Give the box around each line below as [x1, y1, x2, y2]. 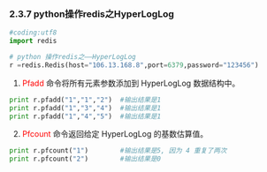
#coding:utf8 [9, 28, 57, 37]
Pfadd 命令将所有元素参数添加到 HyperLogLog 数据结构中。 [21, 78, 240, 88]
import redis [9, 37, 57, 46]
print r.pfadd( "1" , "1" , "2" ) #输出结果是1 [9, 95, 162, 104]
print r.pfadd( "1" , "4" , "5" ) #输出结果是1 [9, 112, 162, 121]
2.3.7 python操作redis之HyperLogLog [9, 7, 175, 19]
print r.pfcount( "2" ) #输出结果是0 [9, 154, 162, 164]
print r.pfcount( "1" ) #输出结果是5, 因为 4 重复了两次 [9, 146, 227, 155]
